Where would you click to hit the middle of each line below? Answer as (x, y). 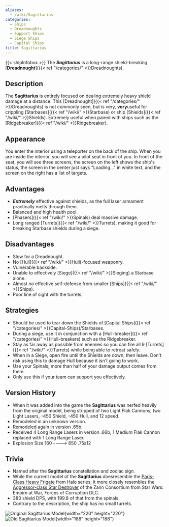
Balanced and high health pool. (45, 212)
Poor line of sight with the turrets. (47, 294)
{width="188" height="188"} (85, 519)
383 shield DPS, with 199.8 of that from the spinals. (66, 498)
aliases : (14, 10)
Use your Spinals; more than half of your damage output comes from (84, 366)
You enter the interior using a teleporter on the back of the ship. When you (83, 151)
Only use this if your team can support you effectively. (69, 377)
